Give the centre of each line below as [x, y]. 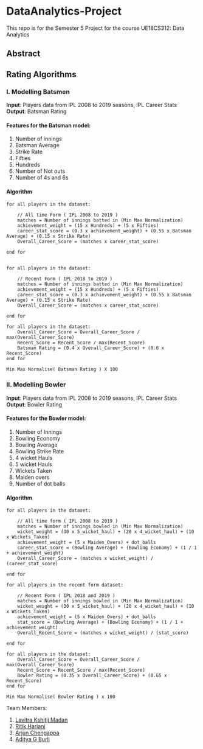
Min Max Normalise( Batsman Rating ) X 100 [62, 369]
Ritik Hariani [30, 726]
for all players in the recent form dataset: [65, 585]
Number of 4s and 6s [42, 178]
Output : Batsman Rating [36, 111]
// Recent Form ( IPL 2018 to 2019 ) [65, 279]
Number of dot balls [40, 483]
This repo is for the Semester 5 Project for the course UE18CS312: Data [95, 28]
